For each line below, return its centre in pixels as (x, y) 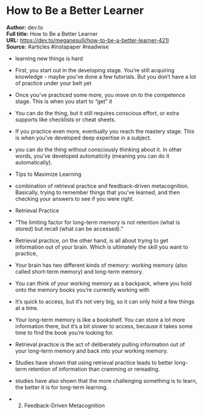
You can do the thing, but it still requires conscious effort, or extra (97, 113)
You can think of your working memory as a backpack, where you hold (103, 283)
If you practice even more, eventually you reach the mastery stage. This (105, 131)
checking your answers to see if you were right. (75, 198)
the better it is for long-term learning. (61, 387)
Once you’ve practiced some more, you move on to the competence (100, 95)
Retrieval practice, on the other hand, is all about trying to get (92, 240)
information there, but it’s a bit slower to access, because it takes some (104, 326)
